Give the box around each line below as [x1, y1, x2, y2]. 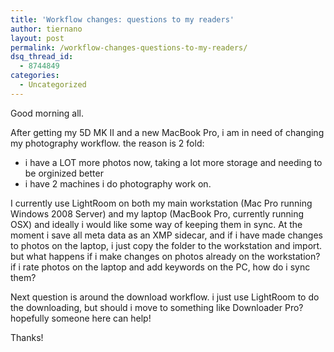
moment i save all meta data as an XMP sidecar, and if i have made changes [10, 229, 323, 241]
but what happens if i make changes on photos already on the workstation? [10, 250, 321, 262]
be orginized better [24, 167, 104, 179]
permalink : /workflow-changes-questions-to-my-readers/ [10, 42, 248, 53]
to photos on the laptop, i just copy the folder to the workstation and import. [10, 239, 323, 251]
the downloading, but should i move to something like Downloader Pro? [10, 301, 304, 313]
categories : [10, 71, 60, 81]
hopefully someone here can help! [10, 312, 152, 324]
